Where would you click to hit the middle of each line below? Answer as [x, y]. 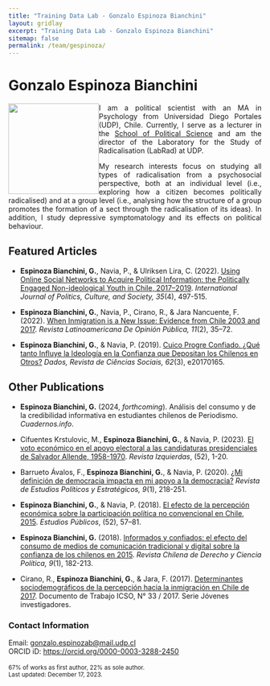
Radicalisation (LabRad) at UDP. [151, 151]
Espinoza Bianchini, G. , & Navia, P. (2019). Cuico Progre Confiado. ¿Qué [140, 345]
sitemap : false [34, 38]
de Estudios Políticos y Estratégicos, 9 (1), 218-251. [103, 489]
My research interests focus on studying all [180, 167]
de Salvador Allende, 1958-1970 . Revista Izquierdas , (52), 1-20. [124, 457]
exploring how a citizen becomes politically [180, 192]
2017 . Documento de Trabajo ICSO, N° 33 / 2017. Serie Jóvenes [124, 596]
